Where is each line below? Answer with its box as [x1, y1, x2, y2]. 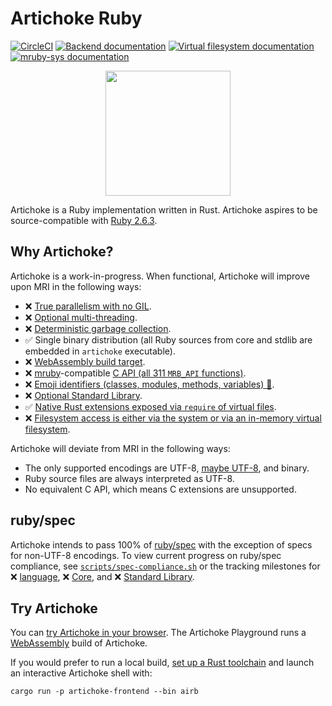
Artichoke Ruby [10, 7, 143, 30]
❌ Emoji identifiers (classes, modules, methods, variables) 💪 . [24, 378, 275, 390]
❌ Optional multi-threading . [24, 311, 138, 323]
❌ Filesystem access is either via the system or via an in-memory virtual [24, 412, 322, 424]
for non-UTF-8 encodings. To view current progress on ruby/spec [10, 549, 282, 561]
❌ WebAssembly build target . [24, 355, 146, 367]
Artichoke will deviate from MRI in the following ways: [10, 442, 231, 454]
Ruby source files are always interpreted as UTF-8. [24, 472, 235, 484]
